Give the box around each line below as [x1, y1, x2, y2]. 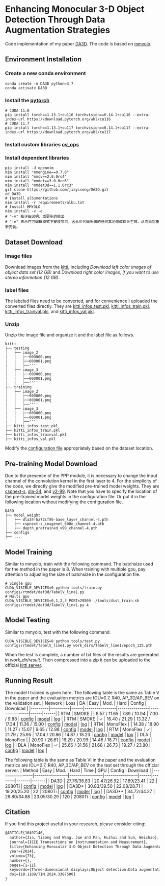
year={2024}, [9, 848, 36, 854]
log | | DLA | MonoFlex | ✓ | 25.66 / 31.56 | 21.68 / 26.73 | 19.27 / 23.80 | [5, 742, 151, 748]
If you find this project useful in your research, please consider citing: [5, 821, 146, 827]
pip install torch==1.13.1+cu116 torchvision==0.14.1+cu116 [5, 112, 131, 117]
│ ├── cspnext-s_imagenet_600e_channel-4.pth [5, 522, 105, 526]
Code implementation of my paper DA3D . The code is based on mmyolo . [5, 40, 152, 46]
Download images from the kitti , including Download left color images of [5, 264, 152, 270]
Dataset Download [5, 238, 63, 246]
